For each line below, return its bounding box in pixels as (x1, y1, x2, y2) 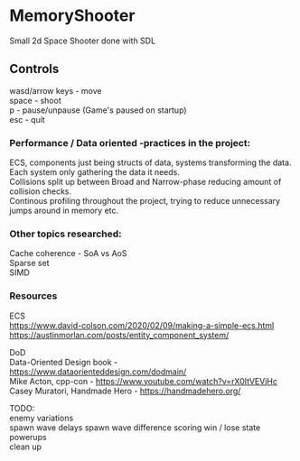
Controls (9, 61, 60, 77)
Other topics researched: (9, 227, 122, 240)
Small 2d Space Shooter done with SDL (9, 35, 156, 46)
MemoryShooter (9, 5, 136, 26)
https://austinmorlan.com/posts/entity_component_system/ (9, 329, 230, 340)
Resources (9, 290, 58, 302)
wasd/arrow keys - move (9, 85, 102, 96)
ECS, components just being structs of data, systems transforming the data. (9, 157, 292, 168)
